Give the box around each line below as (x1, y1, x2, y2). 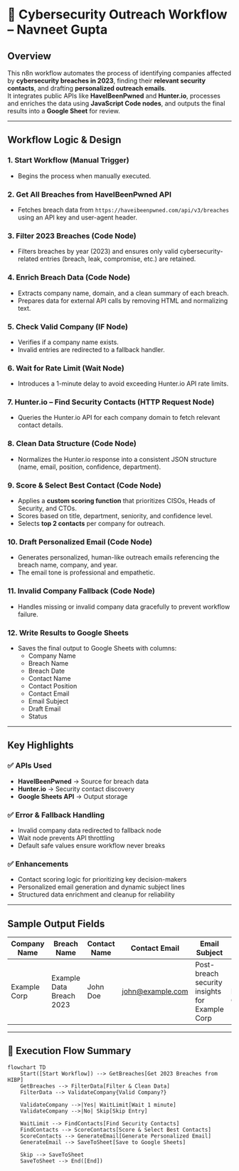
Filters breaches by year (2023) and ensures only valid (17, 247, 179, 256)
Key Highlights (7, 739, 74, 751)
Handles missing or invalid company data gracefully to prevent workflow (17, 602, 230, 611)
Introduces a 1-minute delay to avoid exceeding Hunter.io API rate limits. (17, 379, 229, 388)
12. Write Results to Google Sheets (7, 627, 129, 637)
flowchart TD (7, 1063, 46, 1071)
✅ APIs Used (7, 760, 52, 770)
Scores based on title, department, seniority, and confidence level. (17, 512, 213, 520)
